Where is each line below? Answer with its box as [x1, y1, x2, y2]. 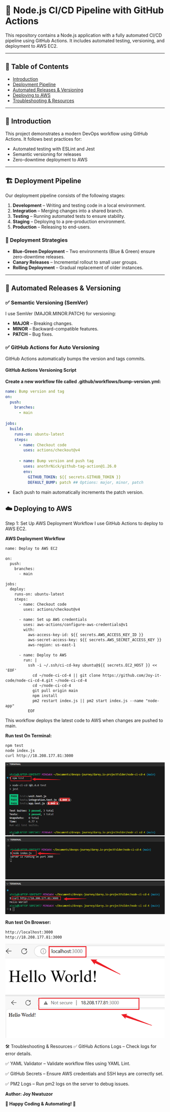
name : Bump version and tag [5, 388, 65, 394]
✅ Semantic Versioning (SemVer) [5, 299, 89, 306]
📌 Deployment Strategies [5, 237, 68, 244]
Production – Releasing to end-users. [12, 224, 91, 230]
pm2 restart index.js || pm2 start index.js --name [32, 698, 144, 704]
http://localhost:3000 [5, 929, 53, 935]
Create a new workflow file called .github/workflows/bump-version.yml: [5, 378, 161, 384]
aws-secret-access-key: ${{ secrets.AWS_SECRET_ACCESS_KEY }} [27, 637, 162, 643]
